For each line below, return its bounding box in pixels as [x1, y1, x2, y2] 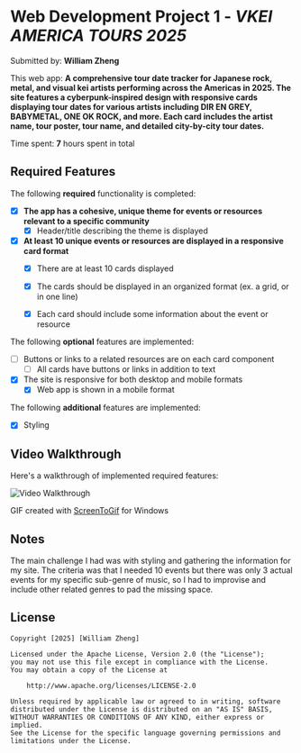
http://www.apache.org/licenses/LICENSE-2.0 [26, 681, 196, 690]
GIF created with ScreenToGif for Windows [10, 505, 169, 516]
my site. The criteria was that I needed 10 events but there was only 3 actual [10, 565, 293, 576]
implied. [10, 721, 43, 730]
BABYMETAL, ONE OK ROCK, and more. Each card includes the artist [10, 111, 273, 122]
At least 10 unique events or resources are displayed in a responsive [23, 235, 285, 246]
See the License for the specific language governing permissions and [10, 728, 281, 738]
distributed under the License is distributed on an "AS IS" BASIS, [10, 704, 273, 713]
